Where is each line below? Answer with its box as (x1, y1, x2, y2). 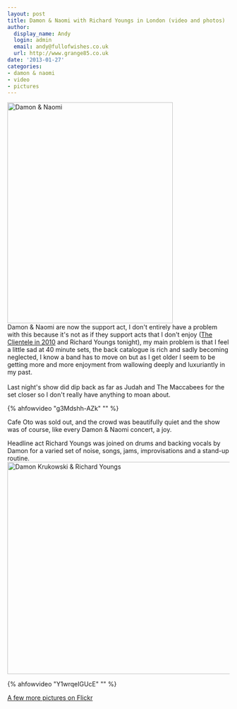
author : (7, 23, 30, 30)
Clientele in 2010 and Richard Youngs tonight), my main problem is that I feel (7, 338, 229, 346)
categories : (7, 63, 42, 70)
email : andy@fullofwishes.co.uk (13, 43, 109, 50)
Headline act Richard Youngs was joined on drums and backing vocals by (7, 439, 221, 447)
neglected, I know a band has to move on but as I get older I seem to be (7, 353, 216, 361)
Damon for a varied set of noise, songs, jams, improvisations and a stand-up (7, 447, 229, 455)
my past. (7, 368, 33, 377)
